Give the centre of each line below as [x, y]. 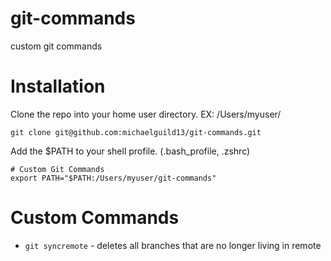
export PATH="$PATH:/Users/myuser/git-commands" [113, 178]
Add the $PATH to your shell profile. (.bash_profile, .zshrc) [130, 151]
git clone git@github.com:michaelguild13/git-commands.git [136, 132]
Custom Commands [95, 218]
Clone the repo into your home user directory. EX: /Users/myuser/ [146, 114]
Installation [58, 86]
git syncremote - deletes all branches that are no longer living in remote [173, 245]
